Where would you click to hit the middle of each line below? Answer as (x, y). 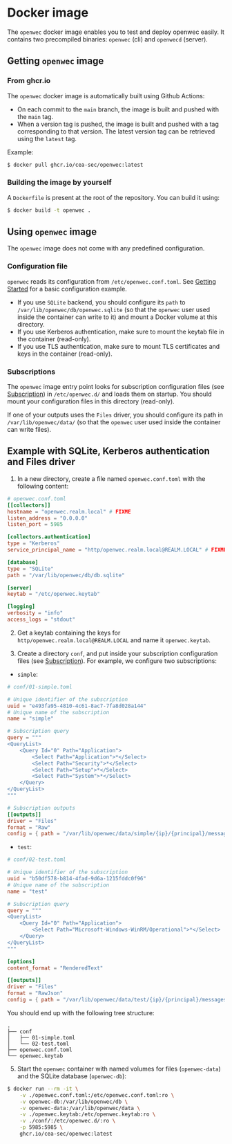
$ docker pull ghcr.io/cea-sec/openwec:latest (75, 165)
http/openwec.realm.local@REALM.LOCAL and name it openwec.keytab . (114, 640)
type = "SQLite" (30, 569)
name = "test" (28, 891)
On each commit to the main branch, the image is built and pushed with (118, 109)
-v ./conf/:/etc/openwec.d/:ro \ (68, 1121)
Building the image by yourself (59, 183)
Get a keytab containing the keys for (69, 633)
